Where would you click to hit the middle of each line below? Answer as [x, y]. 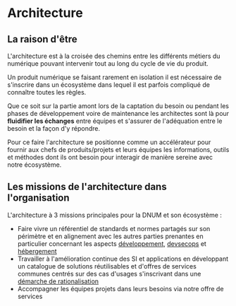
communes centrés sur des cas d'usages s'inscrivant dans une [109, 273]
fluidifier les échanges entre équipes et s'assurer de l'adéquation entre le [115, 121]
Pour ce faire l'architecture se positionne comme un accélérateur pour [109, 142]
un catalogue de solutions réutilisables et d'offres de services [107, 266]
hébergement [37, 251]
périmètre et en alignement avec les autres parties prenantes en [110, 236]
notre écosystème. [35, 165]
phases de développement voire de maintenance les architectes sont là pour [118, 113]
